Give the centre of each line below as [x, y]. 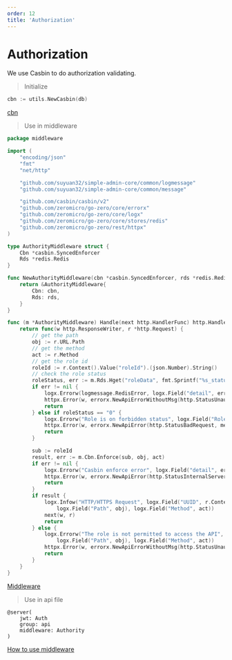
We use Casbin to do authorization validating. [72, 73]
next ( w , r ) [60, 515]
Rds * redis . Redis [45, 259]
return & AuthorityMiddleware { [63, 285]
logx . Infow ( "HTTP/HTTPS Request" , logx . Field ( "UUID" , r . [128, 502]
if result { [49, 496]
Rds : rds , [46, 297]
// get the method [58, 348]
